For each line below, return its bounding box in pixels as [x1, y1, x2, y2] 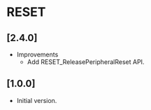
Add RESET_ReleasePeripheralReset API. [27, 58, 145, 66]
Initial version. [16, 96, 57, 104]
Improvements [16, 50, 59, 58]
